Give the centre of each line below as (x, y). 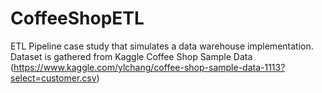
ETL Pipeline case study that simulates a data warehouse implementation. (162, 46)
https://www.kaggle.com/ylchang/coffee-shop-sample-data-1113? (149, 67)
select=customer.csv (53, 78)
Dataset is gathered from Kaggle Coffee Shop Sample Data (131, 56)
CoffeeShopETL (77, 18)
